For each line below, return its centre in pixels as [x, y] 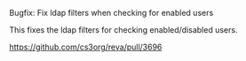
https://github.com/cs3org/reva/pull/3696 [86, 47]
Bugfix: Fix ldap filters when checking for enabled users [111, 13]
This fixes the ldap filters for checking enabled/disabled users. [123, 30]
